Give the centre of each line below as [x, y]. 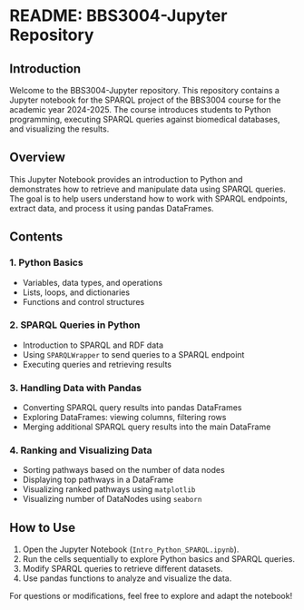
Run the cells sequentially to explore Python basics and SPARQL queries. [158, 559]
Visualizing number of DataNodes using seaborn [112, 499]
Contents [36, 237]
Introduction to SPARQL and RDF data [93, 345]
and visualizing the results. [59, 129]
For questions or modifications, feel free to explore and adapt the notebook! [151, 596]
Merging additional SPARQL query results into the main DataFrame [147, 427]
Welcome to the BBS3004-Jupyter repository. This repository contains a [144, 90]
